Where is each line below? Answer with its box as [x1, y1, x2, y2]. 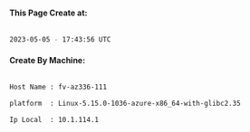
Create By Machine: [9, 54, 86, 65]
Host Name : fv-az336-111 [9, 82, 107, 92]
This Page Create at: [9, 7, 88, 18]
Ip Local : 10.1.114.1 [9, 116, 100, 125]
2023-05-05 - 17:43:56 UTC [9, 35, 111, 44]
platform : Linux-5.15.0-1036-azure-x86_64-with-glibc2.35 [9, 99, 242, 108]
